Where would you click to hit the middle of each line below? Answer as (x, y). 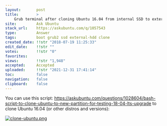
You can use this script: (29, 98)
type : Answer (28, 33)
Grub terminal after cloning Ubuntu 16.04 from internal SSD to (82, 19)
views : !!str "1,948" (35, 61)
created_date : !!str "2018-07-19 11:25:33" (51, 42)
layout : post (25, 10)
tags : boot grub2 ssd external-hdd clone (58, 38)
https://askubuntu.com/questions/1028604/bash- (105, 98)
